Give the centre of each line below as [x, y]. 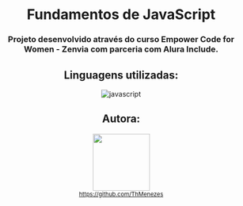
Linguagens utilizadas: [121, 75]
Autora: [121, 119]
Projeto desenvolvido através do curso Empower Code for [121, 40]
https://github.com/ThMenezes [121, 194]
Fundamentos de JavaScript [121, 15]
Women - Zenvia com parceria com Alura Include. [121, 49]
